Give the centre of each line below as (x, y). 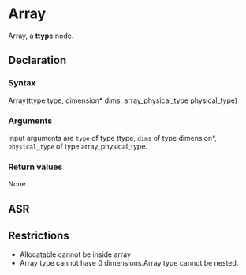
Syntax (22, 83)
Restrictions (39, 235)
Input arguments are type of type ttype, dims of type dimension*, (112, 137)
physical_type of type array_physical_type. (78, 146)
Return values (35, 167)
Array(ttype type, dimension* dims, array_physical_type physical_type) (123, 100)
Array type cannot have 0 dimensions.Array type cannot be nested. (129, 263)
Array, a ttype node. (41, 36)
